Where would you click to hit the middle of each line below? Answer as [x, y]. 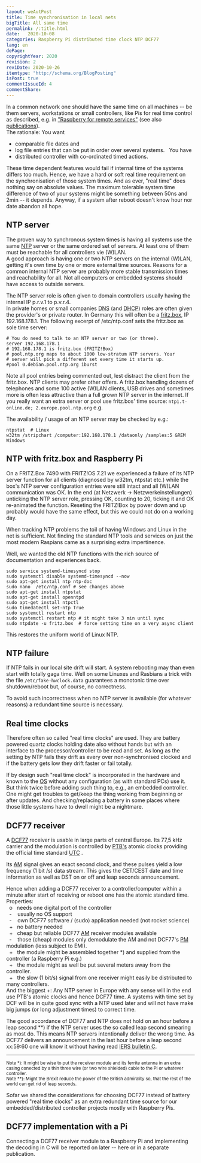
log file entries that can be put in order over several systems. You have [103, 150]
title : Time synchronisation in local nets [61, 17]
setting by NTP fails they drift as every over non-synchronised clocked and [99, 757]
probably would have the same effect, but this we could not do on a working [100, 511]
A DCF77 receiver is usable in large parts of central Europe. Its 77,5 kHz [94, 840]
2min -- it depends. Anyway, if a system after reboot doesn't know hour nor [99, 200]
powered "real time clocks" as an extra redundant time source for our [92, 1101]
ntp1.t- [178, 402]
